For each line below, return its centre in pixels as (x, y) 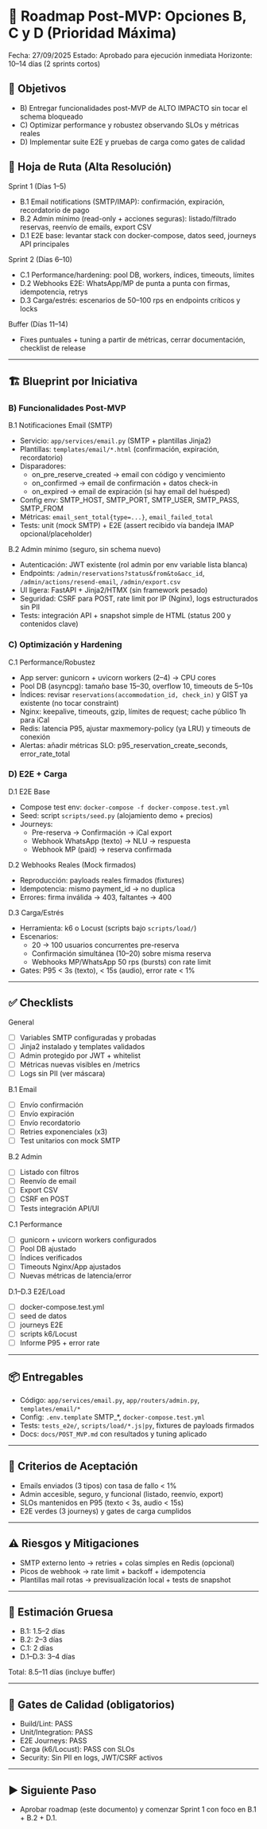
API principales (44, 244)
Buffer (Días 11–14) (39, 324)
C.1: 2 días (37, 1648)
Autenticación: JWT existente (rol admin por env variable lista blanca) (133, 565)
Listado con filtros (49, 1172)
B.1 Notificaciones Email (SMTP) (60, 425)
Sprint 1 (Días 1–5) (37, 186)
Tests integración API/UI (59, 1208)
